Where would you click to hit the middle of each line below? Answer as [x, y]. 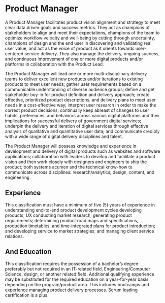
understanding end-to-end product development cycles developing [73, 210]
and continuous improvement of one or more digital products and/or [74, 59]
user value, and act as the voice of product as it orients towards [70, 48]
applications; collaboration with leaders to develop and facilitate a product [80, 156]
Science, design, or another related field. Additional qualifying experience [80, 274]
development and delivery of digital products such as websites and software [83, 151]
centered [14, 53]
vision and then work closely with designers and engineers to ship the [76, 162]
